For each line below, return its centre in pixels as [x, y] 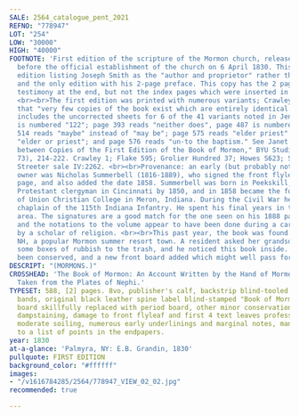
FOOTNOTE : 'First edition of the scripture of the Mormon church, [135, 59]
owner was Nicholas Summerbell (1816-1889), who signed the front [143, 175]
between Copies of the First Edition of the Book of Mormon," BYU [143, 150]
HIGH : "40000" [36, 51]
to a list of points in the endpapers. [91, 332]
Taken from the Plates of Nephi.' [81, 282]
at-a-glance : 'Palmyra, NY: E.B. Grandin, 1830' [101, 348]
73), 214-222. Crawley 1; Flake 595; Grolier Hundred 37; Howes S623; [151, 158]
